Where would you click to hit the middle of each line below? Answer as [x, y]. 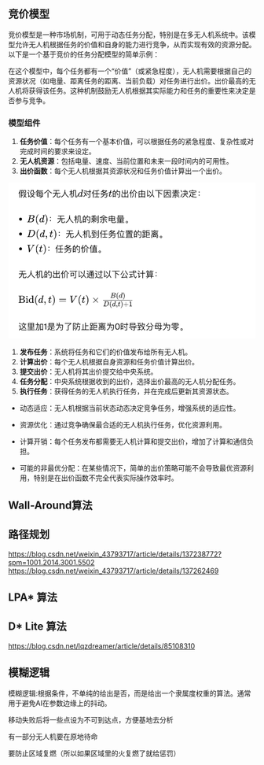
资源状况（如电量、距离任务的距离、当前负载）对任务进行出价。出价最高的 [128, 80]
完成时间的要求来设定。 [57, 151]
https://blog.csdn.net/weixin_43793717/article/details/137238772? [115, 554]
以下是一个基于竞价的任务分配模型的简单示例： [84, 54]
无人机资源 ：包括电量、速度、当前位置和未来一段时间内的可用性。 [126, 161]
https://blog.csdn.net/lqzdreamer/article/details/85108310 [102, 646]
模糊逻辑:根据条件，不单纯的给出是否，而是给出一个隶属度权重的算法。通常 [130, 693]
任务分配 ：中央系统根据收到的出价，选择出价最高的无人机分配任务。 [130, 382]
